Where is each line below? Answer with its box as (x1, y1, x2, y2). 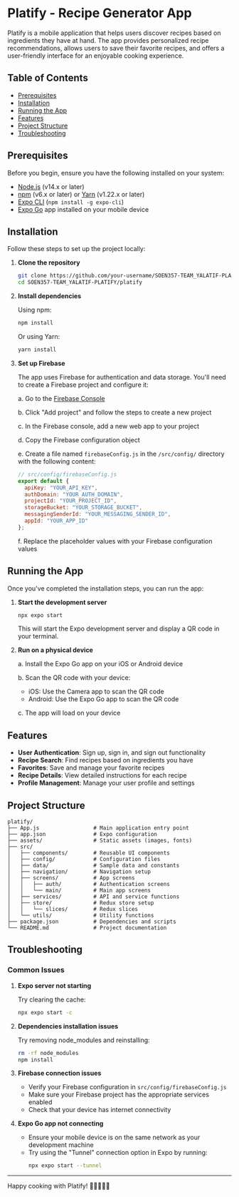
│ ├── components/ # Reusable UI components (7, 850, 171, 857)
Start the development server (17, 598, 107, 606)
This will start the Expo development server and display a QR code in (17, 624, 220, 633)
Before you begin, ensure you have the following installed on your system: (7, 168, 225, 177)
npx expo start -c (17, 1009, 73, 1016)
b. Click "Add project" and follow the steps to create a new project (17, 408, 212, 417)
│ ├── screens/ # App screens (7, 875, 135, 882)
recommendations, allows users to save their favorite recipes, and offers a (7, 44, 225, 52)
